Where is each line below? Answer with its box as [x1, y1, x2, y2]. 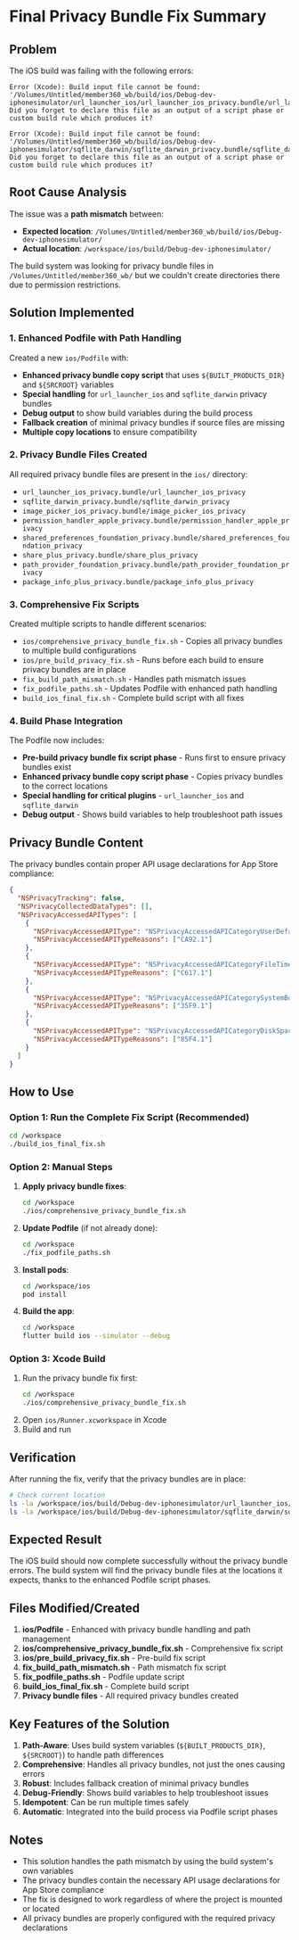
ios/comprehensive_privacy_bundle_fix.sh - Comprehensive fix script [21, 1643, 284, 1654]
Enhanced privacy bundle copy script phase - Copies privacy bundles [21, 772, 283, 782]
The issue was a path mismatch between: [9, 208, 165, 219]
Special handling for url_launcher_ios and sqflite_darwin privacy [21, 388, 268, 399]
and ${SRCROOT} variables [21, 379, 114, 390]
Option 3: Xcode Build [9, 1353, 106, 1366]
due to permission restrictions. [9, 279, 122, 290]
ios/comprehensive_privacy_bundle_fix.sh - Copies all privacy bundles [21, 636, 283, 647]
